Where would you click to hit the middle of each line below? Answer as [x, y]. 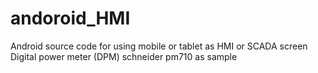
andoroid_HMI [70, 18]
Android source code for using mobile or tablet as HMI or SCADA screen [159, 46]
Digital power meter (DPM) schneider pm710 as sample [124, 56]
